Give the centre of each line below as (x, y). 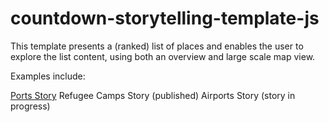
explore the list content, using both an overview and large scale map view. (163, 56)
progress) (30, 106)
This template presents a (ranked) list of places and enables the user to (157, 46)
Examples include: (48, 76)
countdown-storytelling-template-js (165, 18)
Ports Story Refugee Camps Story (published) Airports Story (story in (153, 95)
